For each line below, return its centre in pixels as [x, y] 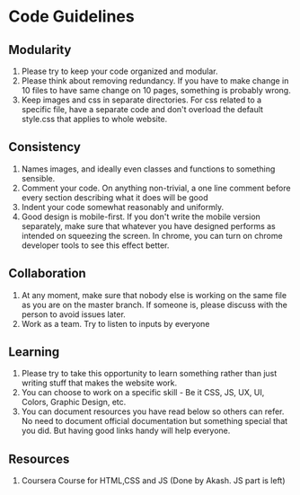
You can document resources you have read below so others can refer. [153, 411]
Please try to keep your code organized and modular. [119, 71]
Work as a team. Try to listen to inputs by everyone [115, 323]
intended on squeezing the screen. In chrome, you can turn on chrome [152, 235]
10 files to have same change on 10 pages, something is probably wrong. [156, 90]
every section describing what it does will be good [115, 197]
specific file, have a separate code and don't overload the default [142, 109]
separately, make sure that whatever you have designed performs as [148, 225]
